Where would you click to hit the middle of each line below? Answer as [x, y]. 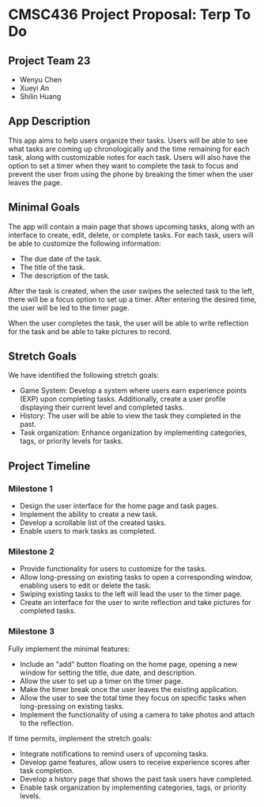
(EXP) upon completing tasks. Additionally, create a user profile [123, 399]
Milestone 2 [31, 552]
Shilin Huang [40, 96]
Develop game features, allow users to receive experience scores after [135, 762]
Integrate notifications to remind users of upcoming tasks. [114, 753]
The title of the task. [52, 267]
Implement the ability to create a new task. [89, 514]
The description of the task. [65, 276]
